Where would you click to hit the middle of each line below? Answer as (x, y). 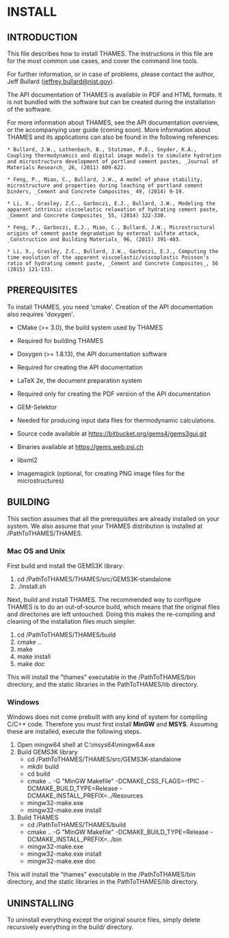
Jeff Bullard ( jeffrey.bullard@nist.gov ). (61, 81)
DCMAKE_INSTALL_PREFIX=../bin (75, 839)
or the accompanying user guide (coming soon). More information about (109, 130)
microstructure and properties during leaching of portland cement (105, 186)
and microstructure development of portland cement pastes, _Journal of (113, 162)
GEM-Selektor (37, 407)
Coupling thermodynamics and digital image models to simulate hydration (114, 155)
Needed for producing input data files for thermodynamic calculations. (116, 420)
